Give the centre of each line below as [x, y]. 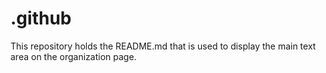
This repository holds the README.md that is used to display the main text [163, 46]
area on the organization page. [73, 56]
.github [41, 18]
